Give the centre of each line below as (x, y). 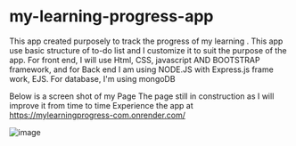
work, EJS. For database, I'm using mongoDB (92, 78)
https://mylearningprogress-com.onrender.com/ (97, 115)
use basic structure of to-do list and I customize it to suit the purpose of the (148, 50)
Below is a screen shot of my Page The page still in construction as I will (142, 96)
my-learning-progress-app (111, 16)
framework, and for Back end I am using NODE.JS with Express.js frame (141, 69)
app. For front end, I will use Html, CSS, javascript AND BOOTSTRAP (135, 60)
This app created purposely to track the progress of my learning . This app (146, 41)
